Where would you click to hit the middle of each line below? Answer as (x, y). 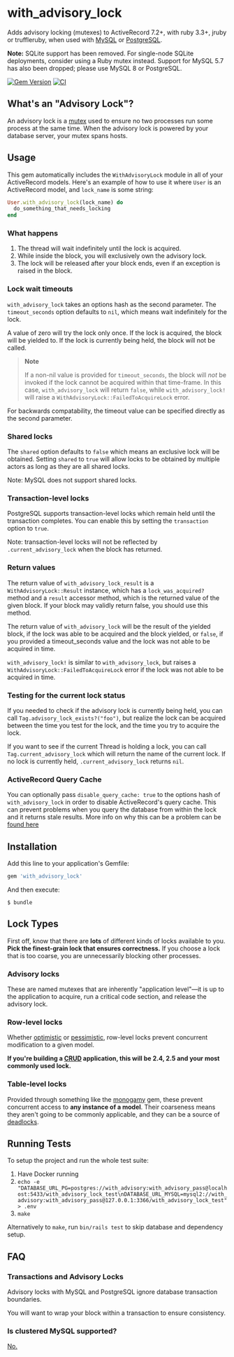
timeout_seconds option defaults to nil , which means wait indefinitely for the (117, 312)
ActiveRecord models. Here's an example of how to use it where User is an (114, 182)
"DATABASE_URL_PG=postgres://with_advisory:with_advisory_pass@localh (122, 1188)
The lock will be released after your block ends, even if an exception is (119, 264)
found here (23, 824)
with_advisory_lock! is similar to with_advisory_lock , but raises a (102, 662)
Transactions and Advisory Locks (65, 1276)
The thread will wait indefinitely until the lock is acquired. (99, 248)
